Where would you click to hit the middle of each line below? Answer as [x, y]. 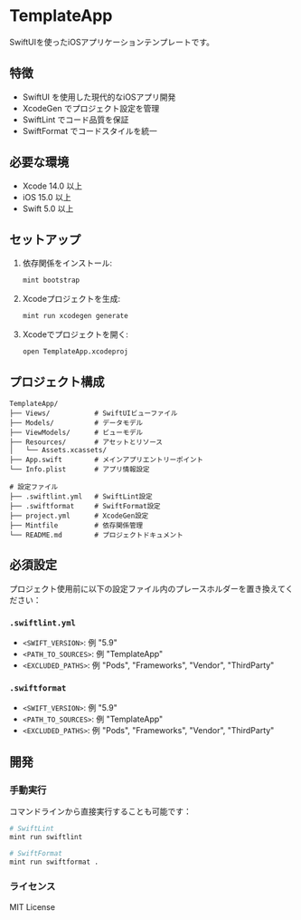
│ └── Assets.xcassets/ [58, 450]
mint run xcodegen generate [75, 316]
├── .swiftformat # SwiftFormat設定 [85, 506]
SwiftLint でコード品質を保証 [75, 120]
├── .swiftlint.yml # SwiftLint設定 [81, 496]
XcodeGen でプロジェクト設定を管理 [91, 108]
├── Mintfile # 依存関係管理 [76, 525]
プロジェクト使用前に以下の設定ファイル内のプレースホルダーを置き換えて [148, 588]
